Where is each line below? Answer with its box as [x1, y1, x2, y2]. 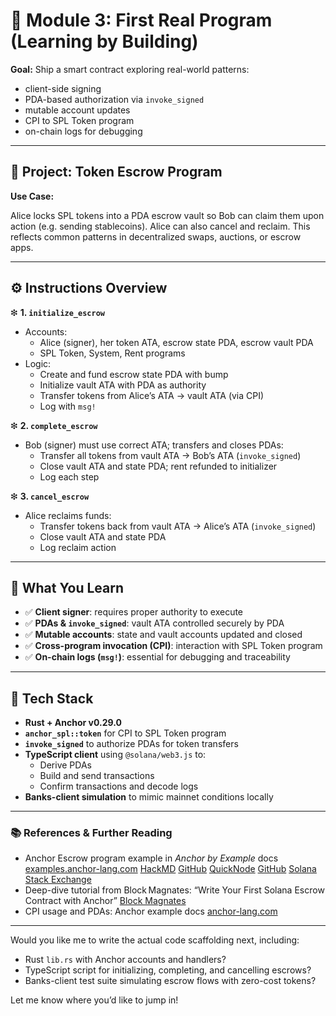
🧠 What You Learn [10, 579, 125, 596]
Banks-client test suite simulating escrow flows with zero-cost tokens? [24, 975, 317, 987]
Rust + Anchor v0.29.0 [24, 717, 122, 729]
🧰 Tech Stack [10, 690, 94, 707]
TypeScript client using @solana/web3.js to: [24, 749, 207, 761]
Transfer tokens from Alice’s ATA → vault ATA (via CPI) [39, 389, 265, 401]
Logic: [24, 357, 52, 369]
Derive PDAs [39, 759, 92, 771]
